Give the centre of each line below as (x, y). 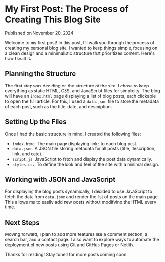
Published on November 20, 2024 (39, 33)
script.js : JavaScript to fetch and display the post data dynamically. (82, 159)
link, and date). (27, 154)
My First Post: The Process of (67, 9)
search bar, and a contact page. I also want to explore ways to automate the (82, 240)
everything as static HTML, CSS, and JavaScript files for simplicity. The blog (82, 91)
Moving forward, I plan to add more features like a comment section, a (76, 234)
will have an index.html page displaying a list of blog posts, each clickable (81, 96)
